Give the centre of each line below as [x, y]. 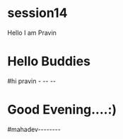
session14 [37, 13]
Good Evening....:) [62, 110]
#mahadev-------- [34, 129]
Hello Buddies [49, 61]
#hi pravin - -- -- [32, 81]
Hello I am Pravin [32, 33]
